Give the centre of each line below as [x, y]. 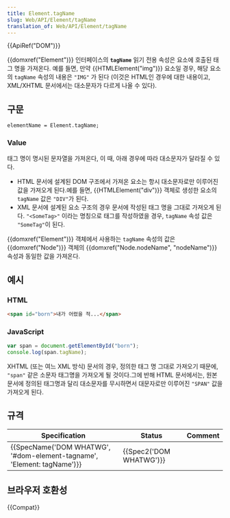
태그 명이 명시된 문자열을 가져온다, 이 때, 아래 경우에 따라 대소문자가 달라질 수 [110, 158]
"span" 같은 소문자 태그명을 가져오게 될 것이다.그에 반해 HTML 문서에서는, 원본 [112, 375]
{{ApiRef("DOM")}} [34, 46]
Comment [203, 435]
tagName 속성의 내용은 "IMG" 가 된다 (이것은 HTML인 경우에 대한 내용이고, [112, 77]
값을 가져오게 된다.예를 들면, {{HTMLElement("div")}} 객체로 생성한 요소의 [117, 190]
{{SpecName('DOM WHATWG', [61, 447]
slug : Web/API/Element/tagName [52, 20]
